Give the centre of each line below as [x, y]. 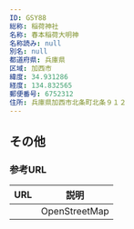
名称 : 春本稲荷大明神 [44, 35]
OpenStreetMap [75, 212]
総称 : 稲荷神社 [34, 26]
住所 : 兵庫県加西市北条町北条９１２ [68, 102]
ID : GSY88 [28, 18]
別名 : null [29, 52]
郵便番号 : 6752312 [42, 94]
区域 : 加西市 [31, 69]
